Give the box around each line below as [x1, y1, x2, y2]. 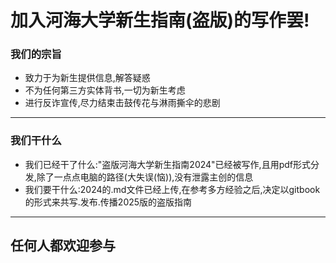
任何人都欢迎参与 [10, 237, 116, 255]
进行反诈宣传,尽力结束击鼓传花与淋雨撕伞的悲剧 [24, 97, 221, 109]
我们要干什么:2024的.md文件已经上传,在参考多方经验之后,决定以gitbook [24, 183, 321, 195]
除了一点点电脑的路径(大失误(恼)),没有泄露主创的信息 [36, 171, 254, 183]
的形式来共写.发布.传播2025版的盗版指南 [24, 196, 193, 208]
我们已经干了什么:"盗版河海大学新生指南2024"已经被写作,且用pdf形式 [24, 158, 311, 170]
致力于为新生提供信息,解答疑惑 [24, 72, 151, 84]
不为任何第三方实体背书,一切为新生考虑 [24, 84, 186, 96]
